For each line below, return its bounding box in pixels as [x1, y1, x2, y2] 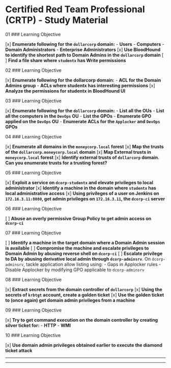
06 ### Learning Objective [5, 205, 62, 212]
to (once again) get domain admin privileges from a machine [5, 297, 135, 303]
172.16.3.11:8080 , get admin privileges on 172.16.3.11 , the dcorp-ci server [5, 195, 165, 202]
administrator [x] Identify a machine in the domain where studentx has [5, 185, 156, 191]
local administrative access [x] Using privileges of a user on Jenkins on [5, 190, 159, 196]
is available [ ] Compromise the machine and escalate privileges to [5, 245, 149, 251]
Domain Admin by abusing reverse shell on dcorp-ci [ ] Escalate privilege [5, 250, 163, 257]
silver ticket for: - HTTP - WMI [5, 322, 71, 328]
